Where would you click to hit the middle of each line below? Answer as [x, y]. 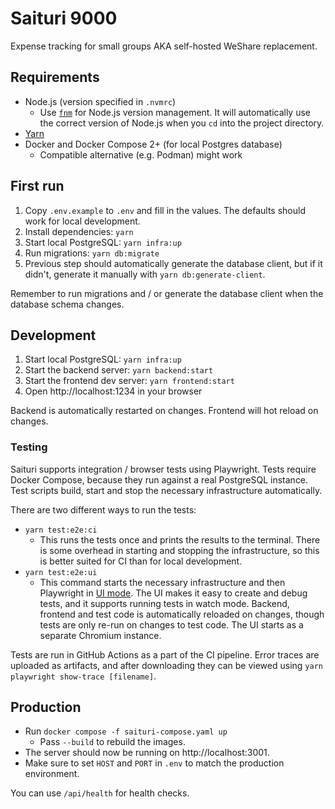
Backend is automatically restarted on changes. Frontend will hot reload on [164, 411]
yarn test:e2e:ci [61, 530]
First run [37, 186]
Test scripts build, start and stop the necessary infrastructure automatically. [166, 490]
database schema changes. [67, 304]
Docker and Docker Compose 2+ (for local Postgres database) [153, 144]
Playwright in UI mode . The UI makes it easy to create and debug [173, 593]
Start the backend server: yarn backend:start [119, 370]
